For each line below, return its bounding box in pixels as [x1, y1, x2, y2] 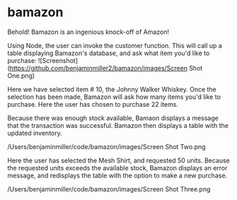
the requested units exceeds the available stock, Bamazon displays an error [7, 163, 228, 172]
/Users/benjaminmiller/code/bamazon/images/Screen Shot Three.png [7, 184, 211, 193]
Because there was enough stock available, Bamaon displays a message [7, 114, 219, 122]
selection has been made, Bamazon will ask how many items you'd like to [7, 93, 221, 101]
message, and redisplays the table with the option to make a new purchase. [7, 171, 228, 180]
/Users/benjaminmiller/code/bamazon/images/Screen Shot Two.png [7, 142, 207, 151]
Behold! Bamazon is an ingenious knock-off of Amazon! [7, 28, 170, 36]
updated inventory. [7, 129, 62, 137]
